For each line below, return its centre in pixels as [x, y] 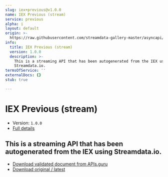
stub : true [16, 80]
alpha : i [14, 24]
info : [11, 43]
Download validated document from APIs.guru [60, 164]
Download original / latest [39, 169]
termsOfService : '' [25, 71]
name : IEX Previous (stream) [35, 15]
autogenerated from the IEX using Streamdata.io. [83, 152]
